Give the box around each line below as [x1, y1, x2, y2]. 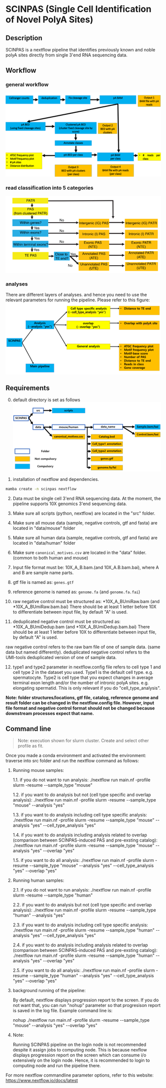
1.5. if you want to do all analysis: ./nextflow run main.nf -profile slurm [12, 857, 154, 863]
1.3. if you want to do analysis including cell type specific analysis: [12, 812, 147, 818]
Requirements [5, 384, 50, 392]
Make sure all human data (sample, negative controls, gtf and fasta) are [12, 534, 158, 540]
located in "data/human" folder [12, 540, 76, 546]
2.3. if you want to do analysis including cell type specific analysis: [12, 922, 148, 928]
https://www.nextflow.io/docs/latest [5, 1078, 78, 1084]
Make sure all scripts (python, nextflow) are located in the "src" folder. [12, 510, 156, 516]
